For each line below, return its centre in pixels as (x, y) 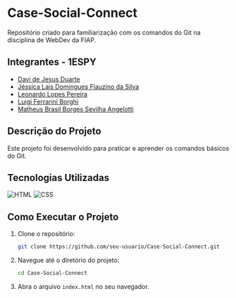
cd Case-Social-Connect (52, 273)
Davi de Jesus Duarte (49, 79)
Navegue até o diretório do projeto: (68, 260)
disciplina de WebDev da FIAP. (52, 39)
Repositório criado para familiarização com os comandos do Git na (104, 32)
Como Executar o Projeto (63, 217)
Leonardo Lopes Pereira (52, 94)
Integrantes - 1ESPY (52, 62)
